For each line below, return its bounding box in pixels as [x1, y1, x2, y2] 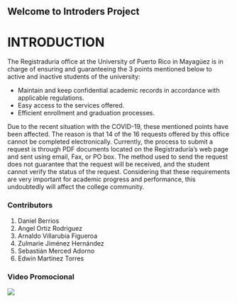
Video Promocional [7, 272, 75, 282]
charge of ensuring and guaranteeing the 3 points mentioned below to [7, 65, 213, 74]
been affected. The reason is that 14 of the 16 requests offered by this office [7, 130, 230, 139]
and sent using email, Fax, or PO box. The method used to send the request [7, 152, 228, 161]
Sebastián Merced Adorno [17, 246, 95, 255]
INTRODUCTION [7, 34, 105, 50]
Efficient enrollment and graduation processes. [17, 109, 155, 118]
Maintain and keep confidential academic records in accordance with [17, 86, 220, 95]
